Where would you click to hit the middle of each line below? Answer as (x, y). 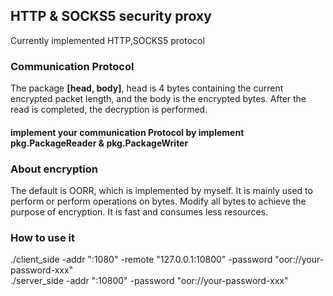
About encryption (54, 169)
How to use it (42, 237)
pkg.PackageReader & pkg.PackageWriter (99, 143)
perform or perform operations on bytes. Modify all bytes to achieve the (158, 201)
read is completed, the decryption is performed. (109, 110)
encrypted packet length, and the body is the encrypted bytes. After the (158, 99)
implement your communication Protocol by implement (127, 132)
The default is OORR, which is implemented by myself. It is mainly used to (161, 190)
